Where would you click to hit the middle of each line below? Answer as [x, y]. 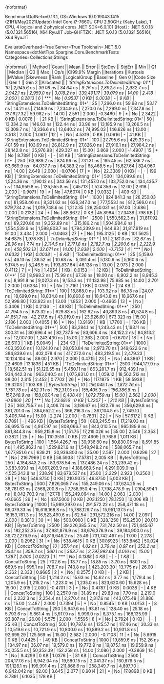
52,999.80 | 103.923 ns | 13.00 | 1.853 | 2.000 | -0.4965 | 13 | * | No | [74, 301]
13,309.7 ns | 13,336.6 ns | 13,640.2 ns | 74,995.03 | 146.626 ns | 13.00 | [77, 129]
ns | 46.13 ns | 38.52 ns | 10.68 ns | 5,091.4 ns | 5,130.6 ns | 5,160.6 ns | [76, 260]
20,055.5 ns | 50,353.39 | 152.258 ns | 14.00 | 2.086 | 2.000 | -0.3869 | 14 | [80, 650]
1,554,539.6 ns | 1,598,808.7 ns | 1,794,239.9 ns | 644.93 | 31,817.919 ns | [78, 228]
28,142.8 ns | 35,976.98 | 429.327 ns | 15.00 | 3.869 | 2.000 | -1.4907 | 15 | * [82, 150]
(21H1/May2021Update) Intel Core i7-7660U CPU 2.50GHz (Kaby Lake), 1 [78, 22]
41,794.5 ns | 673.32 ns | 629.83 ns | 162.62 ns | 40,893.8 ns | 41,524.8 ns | [81, 312]
